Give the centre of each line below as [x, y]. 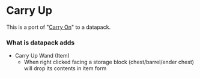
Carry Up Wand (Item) [42, 56]
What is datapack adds [41, 43]
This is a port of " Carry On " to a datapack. [59, 27]
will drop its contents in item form [65, 68]
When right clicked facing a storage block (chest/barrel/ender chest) [109, 62]
